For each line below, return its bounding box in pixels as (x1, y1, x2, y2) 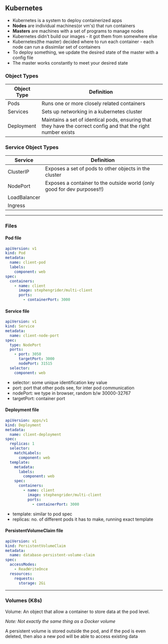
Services (7, 108, 28, 115)
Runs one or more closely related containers (41, 100, 145, 107)
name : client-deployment (9, 432, 61, 437)
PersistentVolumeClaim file (5, 528, 63, 534)
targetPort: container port (12, 395, 65, 401)
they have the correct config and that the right (41, 123, 150, 130)
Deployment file (5, 407, 39, 413)
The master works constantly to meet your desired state (12, 60, 128, 66)
